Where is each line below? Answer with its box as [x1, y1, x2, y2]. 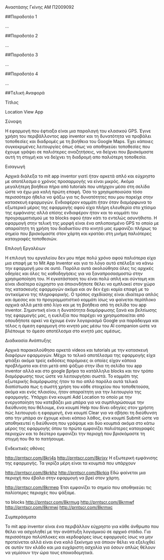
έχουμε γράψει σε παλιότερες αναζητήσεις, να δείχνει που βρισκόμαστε [5, 149, 154, 154]
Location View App [5, 109, 44, 115]
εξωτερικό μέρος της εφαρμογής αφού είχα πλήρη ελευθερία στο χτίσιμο [5, 205, 156, 210]
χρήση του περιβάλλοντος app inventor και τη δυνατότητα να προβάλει [5, 133, 152, 139]
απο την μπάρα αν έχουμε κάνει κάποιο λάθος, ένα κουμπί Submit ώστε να [5, 415, 159, 421]
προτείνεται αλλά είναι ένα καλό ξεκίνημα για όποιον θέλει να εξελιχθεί [5, 539, 156, 545]
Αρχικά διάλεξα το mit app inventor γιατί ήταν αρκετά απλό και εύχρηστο [5, 173, 155, 179]
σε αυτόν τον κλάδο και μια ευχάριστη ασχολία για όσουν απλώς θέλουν [5, 544, 156, 550]
